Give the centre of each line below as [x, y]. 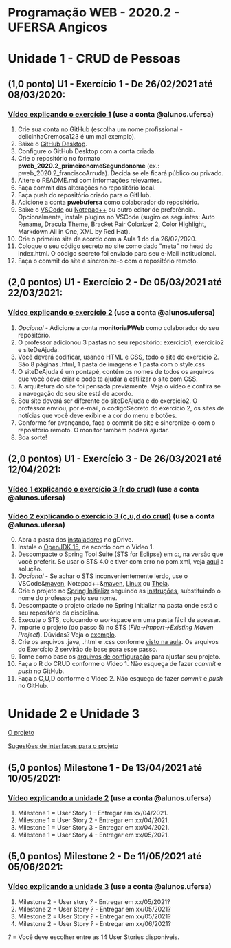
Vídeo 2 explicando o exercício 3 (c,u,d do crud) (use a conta [111, 516]
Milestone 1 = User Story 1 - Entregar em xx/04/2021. [93, 813]
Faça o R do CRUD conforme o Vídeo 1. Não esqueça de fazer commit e [119, 664]
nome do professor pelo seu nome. [67, 598]
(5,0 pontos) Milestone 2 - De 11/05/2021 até [105, 856]
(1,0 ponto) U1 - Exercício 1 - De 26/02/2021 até [110, 84]
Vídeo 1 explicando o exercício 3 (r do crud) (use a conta [103, 489]
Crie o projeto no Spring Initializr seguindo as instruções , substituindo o [119, 591]
